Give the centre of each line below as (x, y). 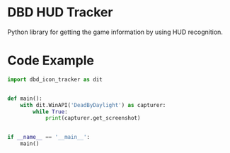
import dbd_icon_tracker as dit (55, 79)
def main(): (25, 98)
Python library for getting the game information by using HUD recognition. (115, 32)
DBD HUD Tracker (60, 12)
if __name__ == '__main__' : (49, 137)
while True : (51, 112)
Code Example (51, 61)
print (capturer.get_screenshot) (93, 118)
